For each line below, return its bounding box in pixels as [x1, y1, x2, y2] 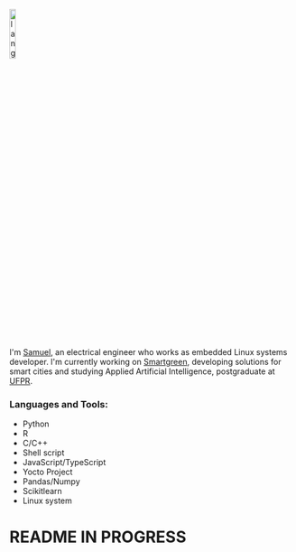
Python [22, 418, 50, 429]
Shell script [22, 447, 65, 458]
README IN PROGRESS [9, 527, 187, 547]
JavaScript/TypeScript [22, 457, 106, 468]
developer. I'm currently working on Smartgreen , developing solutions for [9, 357, 282, 367]
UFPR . [9, 376, 33, 386]
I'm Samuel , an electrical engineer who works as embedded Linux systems [9, 347, 288, 357]
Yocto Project [22, 466, 73, 478]
